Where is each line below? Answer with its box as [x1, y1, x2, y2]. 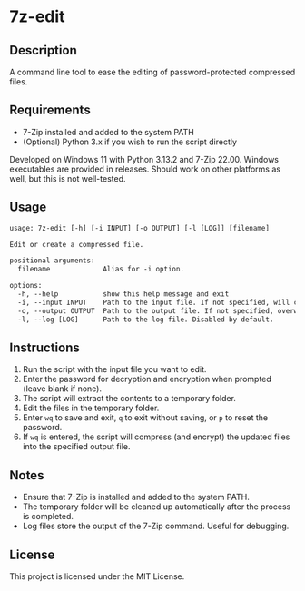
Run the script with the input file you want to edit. [22, 364, 207, 375]
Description [9, 43, 77, 58]
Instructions [9, 340, 80, 355]
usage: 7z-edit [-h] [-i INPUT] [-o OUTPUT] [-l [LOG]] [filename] [9, 223, 271, 232]
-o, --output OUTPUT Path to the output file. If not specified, [17, 306, 274, 315]
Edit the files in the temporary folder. [22, 402, 160, 414]
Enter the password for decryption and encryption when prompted [22, 374, 272, 385]
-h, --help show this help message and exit [17, 290, 230, 299]
